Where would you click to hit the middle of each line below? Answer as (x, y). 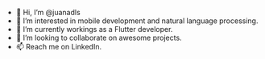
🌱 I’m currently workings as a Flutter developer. (94, 29)
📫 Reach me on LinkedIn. (59, 47)
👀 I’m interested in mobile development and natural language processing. (137, 21)
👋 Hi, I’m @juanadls (48, 12)
